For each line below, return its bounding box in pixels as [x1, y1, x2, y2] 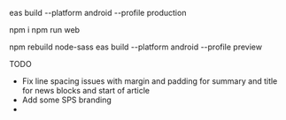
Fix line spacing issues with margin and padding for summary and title [21, 76, 278, 86]
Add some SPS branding [21, 94, 112, 105]
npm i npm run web [9, 25, 81, 34]
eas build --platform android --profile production [9, 8, 187, 18]
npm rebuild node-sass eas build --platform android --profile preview [9, 41, 263, 52]
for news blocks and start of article [21, 86, 151, 95]
